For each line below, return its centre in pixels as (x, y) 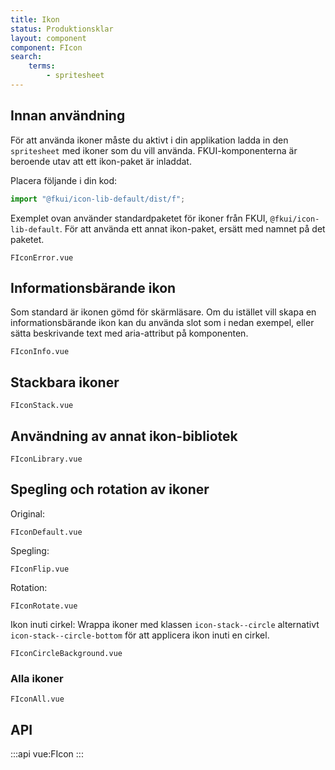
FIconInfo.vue (40, 352)
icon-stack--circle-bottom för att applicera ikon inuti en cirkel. (140, 635)
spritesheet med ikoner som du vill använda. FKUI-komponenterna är (154, 150)
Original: (28, 513)
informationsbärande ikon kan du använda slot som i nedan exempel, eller (162, 323)
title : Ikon (35, 19)
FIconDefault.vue (46, 532)
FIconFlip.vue (40, 569)
